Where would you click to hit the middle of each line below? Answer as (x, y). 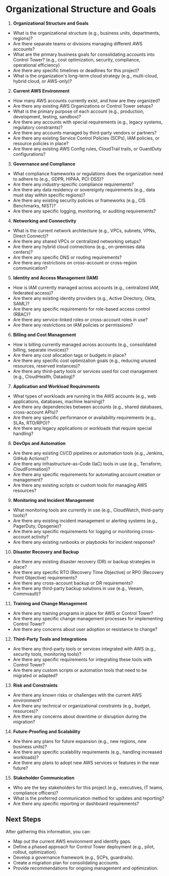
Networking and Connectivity (45, 221)
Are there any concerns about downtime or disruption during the (80, 716)
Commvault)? (27, 594)
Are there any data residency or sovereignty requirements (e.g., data (84, 189)
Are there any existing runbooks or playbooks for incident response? (84, 542)
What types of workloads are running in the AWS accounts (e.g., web (84, 396)
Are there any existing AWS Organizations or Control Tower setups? (83, 106)
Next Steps (23, 819)
